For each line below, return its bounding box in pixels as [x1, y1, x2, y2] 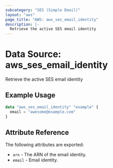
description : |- [5, 21, 40, 27]
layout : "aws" [5, 12, 35, 17]
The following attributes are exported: [5, 141, 84, 148]
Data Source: [5, 49, 61, 60]
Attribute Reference [5, 128, 69, 137]
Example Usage [5, 91, 56, 100]
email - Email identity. [12, 157, 58, 163]
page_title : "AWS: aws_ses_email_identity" [5, 17, 99, 22]
